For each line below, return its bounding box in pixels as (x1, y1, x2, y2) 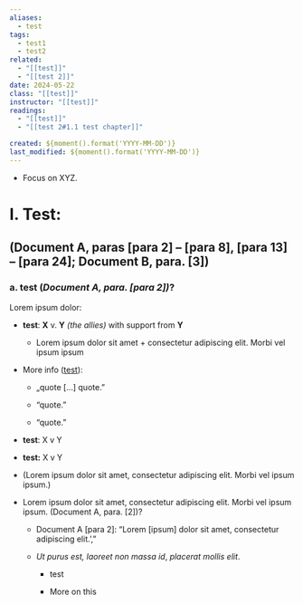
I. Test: (9, 204, 62, 225)
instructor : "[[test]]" (9, 97, 99, 107)
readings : (9, 106, 47, 115)
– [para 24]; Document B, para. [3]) (9, 254, 210, 270)
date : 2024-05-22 (9, 81, 75, 90)
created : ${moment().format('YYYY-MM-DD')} (9, 139, 176, 149)
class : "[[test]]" (9, 89, 79, 98)
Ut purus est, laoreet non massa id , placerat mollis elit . (35, 551, 241, 561)
